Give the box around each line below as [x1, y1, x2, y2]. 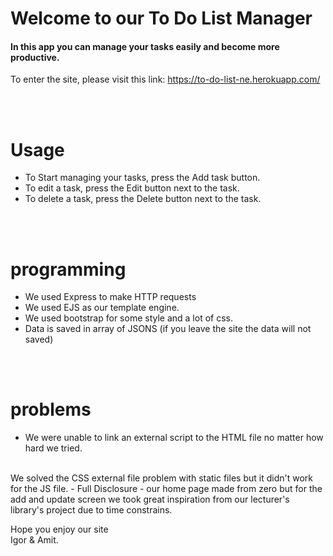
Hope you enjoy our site [10, 523, 109, 536]
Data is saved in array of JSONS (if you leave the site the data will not [24, 323, 312, 335]
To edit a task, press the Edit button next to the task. [24, 182, 240, 194]
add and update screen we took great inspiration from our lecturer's [10, 493, 290, 506]
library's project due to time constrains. [10, 504, 173, 516]
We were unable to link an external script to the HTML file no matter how [24, 432, 324, 444]
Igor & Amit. [10, 534, 59, 546]
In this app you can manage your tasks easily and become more [10, 40, 280, 52]
